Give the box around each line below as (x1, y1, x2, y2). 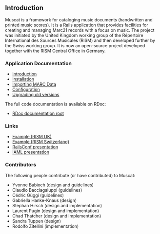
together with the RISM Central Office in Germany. (5, 48, 106, 54)
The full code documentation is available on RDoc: (5, 101, 106, 107)
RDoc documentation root (12, 110, 64, 116)
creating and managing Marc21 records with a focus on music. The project (5, 27, 155, 33)
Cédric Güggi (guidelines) (12, 192, 64, 198)
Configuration (12, 87, 40, 92)
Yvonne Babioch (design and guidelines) (12, 182, 94, 188)
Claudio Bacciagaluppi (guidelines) (12, 187, 82, 193)
